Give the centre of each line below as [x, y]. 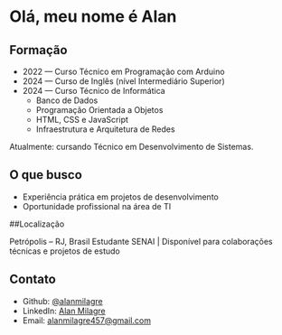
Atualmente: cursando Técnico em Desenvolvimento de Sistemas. [132, 147]
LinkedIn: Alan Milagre [64, 311]
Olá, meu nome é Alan [93, 17]
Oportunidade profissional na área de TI [97, 206]
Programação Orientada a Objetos [99, 110]
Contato [33, 279]
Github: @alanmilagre [62, 301]
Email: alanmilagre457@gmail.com [87, 320]
